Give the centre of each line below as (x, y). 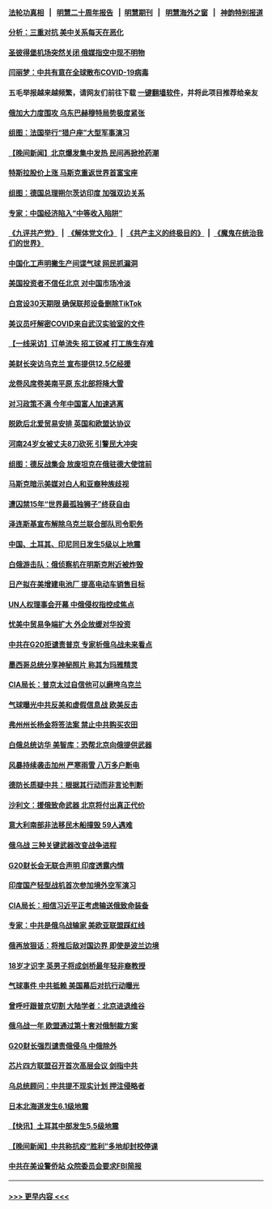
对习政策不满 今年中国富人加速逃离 (66, 403)
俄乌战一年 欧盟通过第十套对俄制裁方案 (73, 1026)
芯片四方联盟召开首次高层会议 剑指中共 (73, 1065)
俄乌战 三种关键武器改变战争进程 (63, 845)
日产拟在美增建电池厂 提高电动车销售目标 (77, 585)
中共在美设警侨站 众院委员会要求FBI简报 (75, 1166)
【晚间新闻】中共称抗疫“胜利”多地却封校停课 (83, 1146)
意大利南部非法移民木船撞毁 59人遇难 (71, 825)
